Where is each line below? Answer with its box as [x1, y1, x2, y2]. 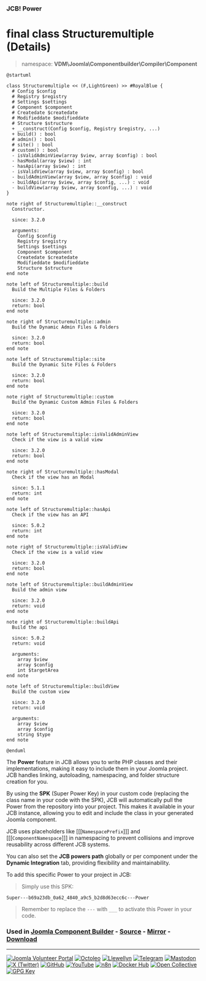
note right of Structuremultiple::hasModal [6, 469, 120, 475]
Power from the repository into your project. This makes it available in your [6, 803, 195, 810]
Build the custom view [12, 688, 70, 695]
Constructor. [12, 206, 45, 212]
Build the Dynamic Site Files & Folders [12, 362, 116, 368]
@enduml [6, 748, 26, 754]
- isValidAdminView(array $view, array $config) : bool [12, 152, 158, 159]
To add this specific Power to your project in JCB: [6, 871, 132, 878]
